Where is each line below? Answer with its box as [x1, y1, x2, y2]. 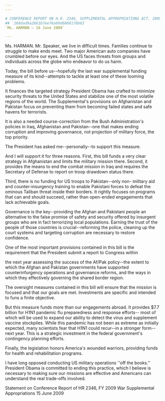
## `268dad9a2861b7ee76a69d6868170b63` [5, 21, 87, 26]
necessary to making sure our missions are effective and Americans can [5, 371, 151, 376]
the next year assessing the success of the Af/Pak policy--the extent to [5, 259, 149, 265]
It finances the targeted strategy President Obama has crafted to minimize [5, 88, 155, 94]
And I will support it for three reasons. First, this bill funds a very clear [5, 153, 146, 159]
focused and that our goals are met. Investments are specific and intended [5, 289, 156, 295]
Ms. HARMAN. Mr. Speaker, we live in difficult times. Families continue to [5, 43, 153, 49]
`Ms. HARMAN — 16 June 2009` [5, 25, 65, 30]
